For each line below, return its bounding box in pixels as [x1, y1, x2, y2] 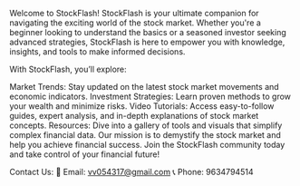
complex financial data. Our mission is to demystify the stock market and [9, 130, 281, 140]
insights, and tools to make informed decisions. [9, 46, 186, 57]
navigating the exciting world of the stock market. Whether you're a [9, 17, 261, 28]
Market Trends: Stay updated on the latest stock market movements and [9, 82, 279, 92]
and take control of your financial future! [9, 149, 160, 160]
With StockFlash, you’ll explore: [9, 64, 127, 74]
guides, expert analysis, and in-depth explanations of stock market [9, 111, 259, 121]
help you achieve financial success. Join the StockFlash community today [9, 140, 285, 150]
